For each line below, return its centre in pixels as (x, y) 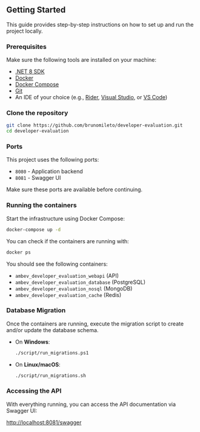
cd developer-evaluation (38, 131)
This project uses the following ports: (53, 160)
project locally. (25, 31)
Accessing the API (34, 391)
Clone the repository (37, 113)
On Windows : (32, 342)
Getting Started (36, 10)
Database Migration (36, 310)
